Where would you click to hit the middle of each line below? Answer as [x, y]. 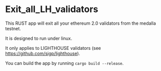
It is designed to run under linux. [39, 38]
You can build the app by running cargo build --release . [65, 63]
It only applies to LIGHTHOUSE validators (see [53, 48]
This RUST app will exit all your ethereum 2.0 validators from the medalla [80, 23]
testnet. [13, 28]
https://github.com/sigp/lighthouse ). [43, 53]
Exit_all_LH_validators [52, 9]
